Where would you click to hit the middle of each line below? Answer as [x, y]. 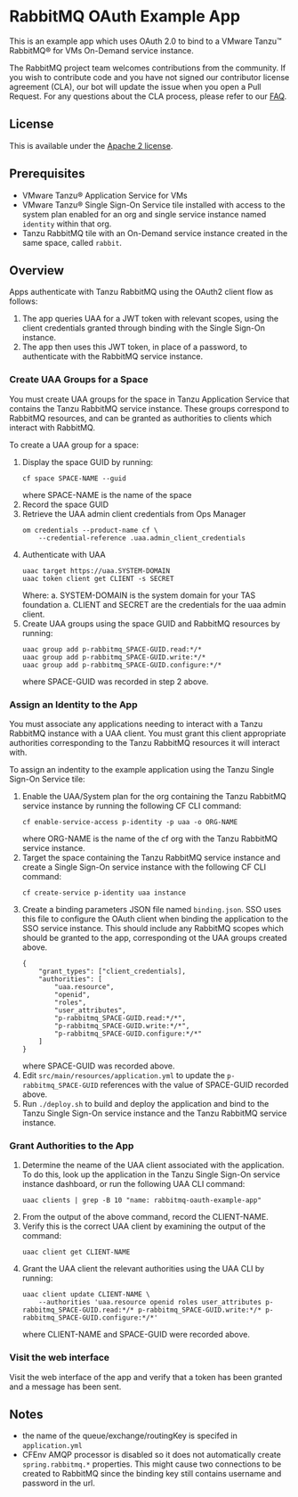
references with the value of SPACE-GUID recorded [194, 1084]
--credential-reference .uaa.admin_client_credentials [142, 538]
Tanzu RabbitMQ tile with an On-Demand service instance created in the [155, 233]
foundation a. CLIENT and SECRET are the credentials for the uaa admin [154, 604]
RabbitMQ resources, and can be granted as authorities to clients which [141, 418]
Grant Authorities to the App [72, 1145]
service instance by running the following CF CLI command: [132, 806]
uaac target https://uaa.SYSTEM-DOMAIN [96, 571]
